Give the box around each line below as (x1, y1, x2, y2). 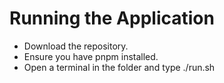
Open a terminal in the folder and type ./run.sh (23, 61, 216, 73)
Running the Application (9, 7, 215, 30)
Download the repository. (23, 40, 129, 52)
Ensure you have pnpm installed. (23, 50, 159, 62)
